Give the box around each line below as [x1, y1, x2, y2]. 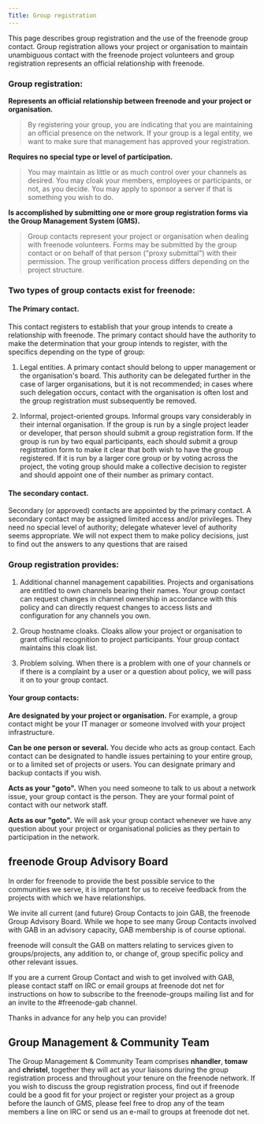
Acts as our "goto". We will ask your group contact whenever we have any [8, 815, 251, 824]
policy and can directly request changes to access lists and [19, 602, 213, 612]
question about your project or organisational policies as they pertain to [8, 824, 240, 833]
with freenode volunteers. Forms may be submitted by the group [27, 240, 237, 249]
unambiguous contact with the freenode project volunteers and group [8, 50, 235, 59]
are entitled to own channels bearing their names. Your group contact [19, 586, 246, 595]
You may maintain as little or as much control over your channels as [27, 167, 247, 176]
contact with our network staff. [8, 800, 109, 809]
